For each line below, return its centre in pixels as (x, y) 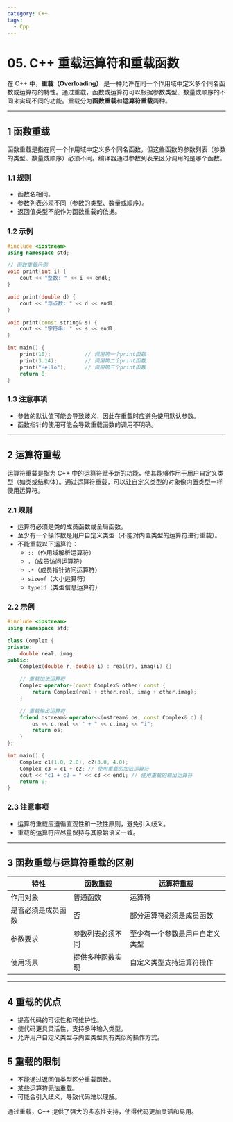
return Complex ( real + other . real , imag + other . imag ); (114, 692)
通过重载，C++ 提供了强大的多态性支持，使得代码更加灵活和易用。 (102, 1112)
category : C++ (28, 14)
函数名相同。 (35, 194)
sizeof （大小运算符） (58, 578)
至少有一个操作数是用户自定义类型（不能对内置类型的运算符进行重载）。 (119, 535)
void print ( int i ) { (37, 271)
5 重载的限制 (34, 1061)
